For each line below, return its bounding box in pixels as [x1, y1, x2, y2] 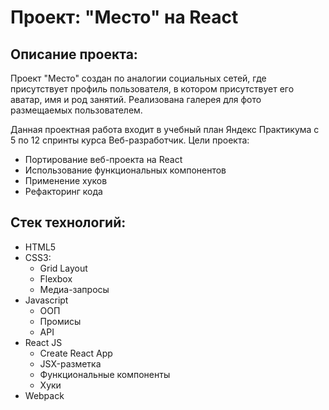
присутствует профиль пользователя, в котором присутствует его [10, 83, 295, 95]
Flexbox [39, 272, 73, 285]
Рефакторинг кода [24, 186, 103, 197]
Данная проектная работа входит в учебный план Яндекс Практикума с [10, 124, 320, 135]
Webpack [24, 389, 65, 401]
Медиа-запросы [39, 283, 110, 295]
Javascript [24, 294, 69, 306]
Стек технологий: [10, 214, 127, 231]
